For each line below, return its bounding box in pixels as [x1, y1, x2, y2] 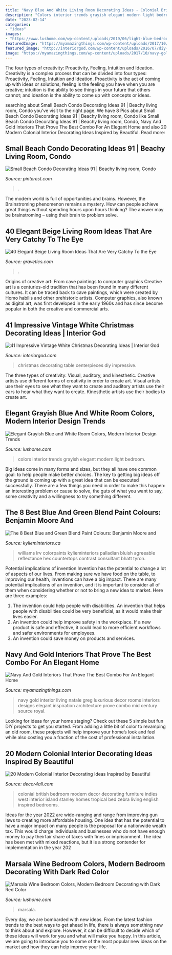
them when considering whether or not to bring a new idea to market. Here [5, 587, 163, 593]
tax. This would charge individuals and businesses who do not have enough [5, 828, 165, 834]
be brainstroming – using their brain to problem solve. [5, 212, 118, 218]
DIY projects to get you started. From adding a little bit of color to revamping [5, 723, 166, 730]
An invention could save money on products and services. [12, 635, 136, 641]
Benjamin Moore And [5, 516, 74, 525]
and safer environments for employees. [12, 630, 96, 636]
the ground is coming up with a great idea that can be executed [5, 476, 139, 483]
